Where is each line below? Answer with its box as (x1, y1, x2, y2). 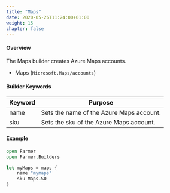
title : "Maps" (6, 8, 42, 15)
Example (6, 135, 29, 142)
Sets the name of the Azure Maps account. (41, 108, 162, 117)
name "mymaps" (17, 170, 52, 176)
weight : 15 (6, 20, 34, 26)
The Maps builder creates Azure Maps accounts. (6, 58, 127, 65)
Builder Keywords (6, 83, 52, 90)
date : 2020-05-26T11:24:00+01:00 (6, 14, 90, 20)
